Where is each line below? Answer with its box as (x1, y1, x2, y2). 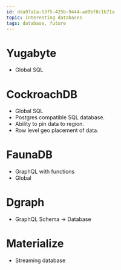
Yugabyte (6, 46, 56, 60)
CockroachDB (6, 87, 77, 101)
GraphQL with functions (15, 168, 75, 176)
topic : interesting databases (6, 15, 83, 21)
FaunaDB (6, 148, 53, 162)
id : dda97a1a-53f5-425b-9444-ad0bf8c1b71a (6, 8, 115, 15)
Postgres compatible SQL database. (15, 114, 105, 121)
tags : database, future (6, 20, 67, 26)
